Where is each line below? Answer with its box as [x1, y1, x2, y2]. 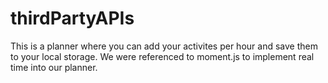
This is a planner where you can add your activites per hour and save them [10, 40, 318, 52]
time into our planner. [10, 61, 98, 73]
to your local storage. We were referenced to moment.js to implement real [10, 50, 315, 62]
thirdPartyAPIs [10, 7, 135, 30]
